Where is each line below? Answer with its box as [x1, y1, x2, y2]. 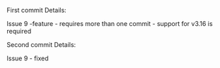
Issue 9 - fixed [6, 54, 49, 62]
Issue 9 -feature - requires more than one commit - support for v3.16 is [6, 20, 213, 27]
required [6, 27, 32, 35]
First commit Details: [6, 6, 66, 14]
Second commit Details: [6, 41, 76, 48]
